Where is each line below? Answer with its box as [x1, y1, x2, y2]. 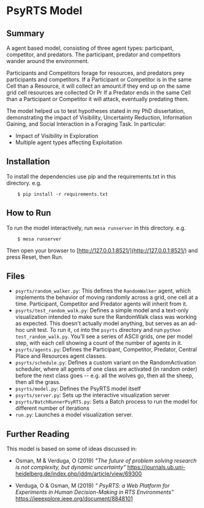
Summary [6, 28, 45, 39]
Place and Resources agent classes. [15, 352, 107, 360]
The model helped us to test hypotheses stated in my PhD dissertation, [6, 107, 186, 114]
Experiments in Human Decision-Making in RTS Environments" [15, 488, 174, 496]
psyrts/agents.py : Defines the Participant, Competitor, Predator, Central [15, 346, 197, 353]
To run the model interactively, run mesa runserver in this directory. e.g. [6, 224, 186, 231]
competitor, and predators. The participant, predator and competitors [6, 51, 181, 58]
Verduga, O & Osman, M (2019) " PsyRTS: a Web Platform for [15, 482, 170, 490]
